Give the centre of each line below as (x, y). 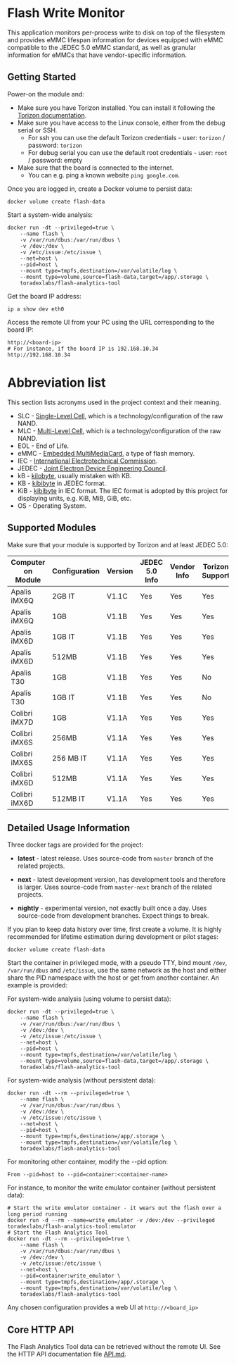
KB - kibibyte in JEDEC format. (62, 483)
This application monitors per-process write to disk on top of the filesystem (116, 32)
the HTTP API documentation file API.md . (67, 1354)
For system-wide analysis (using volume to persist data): (89, 999)
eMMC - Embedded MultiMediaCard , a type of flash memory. (106, 453)
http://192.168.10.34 (39, 355)
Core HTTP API (41, 1329)
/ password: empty (55, 160)
